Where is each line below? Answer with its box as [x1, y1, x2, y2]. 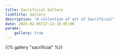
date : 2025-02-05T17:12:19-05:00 [5, 21, 75, 26]
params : [5, 26, 21, 31]
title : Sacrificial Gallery [5, 7, 64, 12]
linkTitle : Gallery [5, 12, 46, 17]
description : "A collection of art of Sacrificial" [5, 16, 115, 21]
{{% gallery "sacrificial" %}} [5, 44, 63, 50]
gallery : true [14, 30, 43, 35]
